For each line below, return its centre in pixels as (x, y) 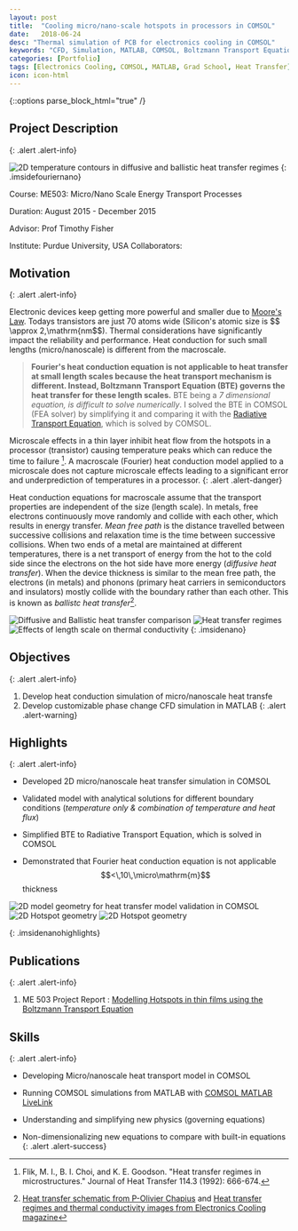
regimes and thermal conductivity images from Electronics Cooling (144, 1207)
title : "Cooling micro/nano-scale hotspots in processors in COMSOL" (142, 26)
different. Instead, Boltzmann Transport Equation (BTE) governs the (158, 386)
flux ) (31, 818)
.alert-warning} (50, 715)
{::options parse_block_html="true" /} (78, 100)
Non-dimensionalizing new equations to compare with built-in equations (154, 1136)
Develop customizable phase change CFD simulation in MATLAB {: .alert (154, 705)
